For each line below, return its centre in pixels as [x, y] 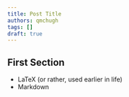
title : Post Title [34, 14]
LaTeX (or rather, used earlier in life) [70, 79]
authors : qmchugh [33, 21]
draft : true [25, 34]
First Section [36, 62]
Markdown [33, 87]
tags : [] [20, 27]
